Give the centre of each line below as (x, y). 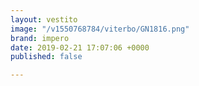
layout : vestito (44, 19)
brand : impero (40, 38)
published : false (46, 57)
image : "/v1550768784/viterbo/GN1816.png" (100, 29)
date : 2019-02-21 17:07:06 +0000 (80, 47)
